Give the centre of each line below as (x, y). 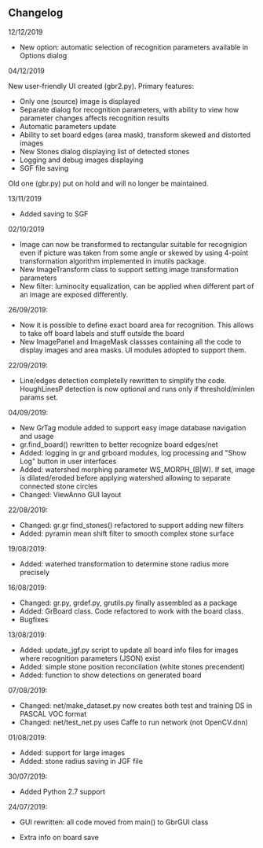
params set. (39, 397)
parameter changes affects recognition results (95, 118)
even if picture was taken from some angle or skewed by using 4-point (134, 253)
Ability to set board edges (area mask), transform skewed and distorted (135, 135)
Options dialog (43, 55)
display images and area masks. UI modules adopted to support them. (133, 350)
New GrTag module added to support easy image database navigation (133, 427)
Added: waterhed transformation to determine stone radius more (124, 564)
